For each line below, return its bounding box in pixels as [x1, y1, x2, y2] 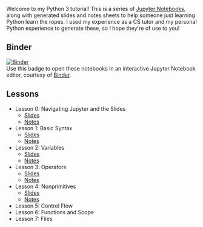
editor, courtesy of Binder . [6, 71, 72, 79]
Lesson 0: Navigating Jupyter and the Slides [15, 105, 126, 112]
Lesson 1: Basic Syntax [15, 124, 73, 131]
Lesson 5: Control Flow [15, 202, 73, 209]
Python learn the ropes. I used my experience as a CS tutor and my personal [6, 18, 197, 25]
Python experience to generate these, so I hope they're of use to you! [6, 24, 180, 32]
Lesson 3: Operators [15, 163, 67, 170]
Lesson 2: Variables [15, 144, 65, 151]
